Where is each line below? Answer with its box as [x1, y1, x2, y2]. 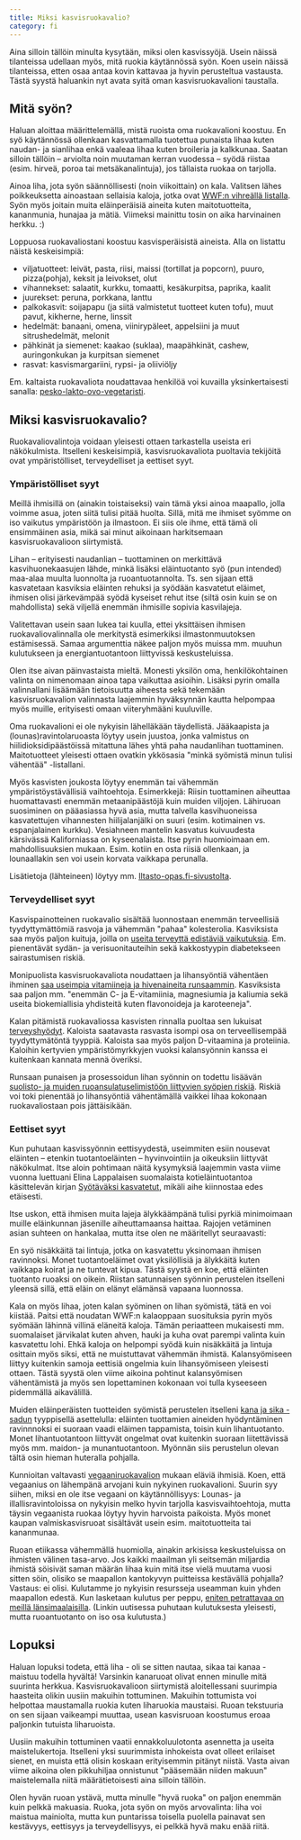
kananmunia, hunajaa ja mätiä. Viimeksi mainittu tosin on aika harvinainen [9, 209, 281, 221]
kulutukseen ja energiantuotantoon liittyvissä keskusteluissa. [9, 648, 234, 658]
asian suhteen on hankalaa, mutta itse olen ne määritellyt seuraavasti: [9, 1228, 267, 1238]
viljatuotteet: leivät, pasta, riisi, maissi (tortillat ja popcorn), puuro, [22, 263, 265, 275]
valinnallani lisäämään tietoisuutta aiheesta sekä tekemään [9, 684, 226, 695]
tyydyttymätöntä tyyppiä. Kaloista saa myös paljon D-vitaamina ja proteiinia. [9, 1035, 290, 1046]
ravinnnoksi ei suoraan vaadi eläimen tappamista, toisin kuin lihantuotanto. [9, 1424, 285, 1435]
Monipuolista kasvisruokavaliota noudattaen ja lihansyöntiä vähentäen [9, 969, 269, 980]
